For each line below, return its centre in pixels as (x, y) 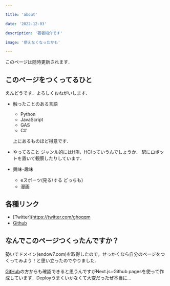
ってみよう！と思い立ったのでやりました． (55, 260)
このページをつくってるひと (49, 80)
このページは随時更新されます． (39, 62)
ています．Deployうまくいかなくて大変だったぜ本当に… (73, 278)
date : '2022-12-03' (26, 24)
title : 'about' (22, 14)
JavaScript (32, 120)
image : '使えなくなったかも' (33, 42)
